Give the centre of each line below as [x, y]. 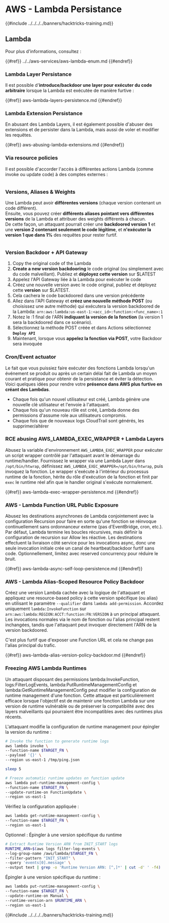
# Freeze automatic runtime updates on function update [65, 778]
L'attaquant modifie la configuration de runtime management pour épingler [82, 726]
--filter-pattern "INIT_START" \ [40, 858]
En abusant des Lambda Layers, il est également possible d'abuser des [79, 124]
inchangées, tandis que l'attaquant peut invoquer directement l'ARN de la [81, 625]
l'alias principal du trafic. [31, 645]
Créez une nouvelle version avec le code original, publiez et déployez [84, 285]
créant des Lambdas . [28, 389]
